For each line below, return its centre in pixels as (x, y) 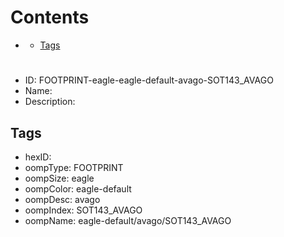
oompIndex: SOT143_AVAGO (83, 210)
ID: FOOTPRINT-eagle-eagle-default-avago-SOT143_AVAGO (149, 80)
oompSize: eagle (59, 178)
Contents (50, 17)
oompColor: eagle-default (78, 188)
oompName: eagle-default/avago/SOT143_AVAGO (128, 220)
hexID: (38, 157)
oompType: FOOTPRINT (74, 167)
